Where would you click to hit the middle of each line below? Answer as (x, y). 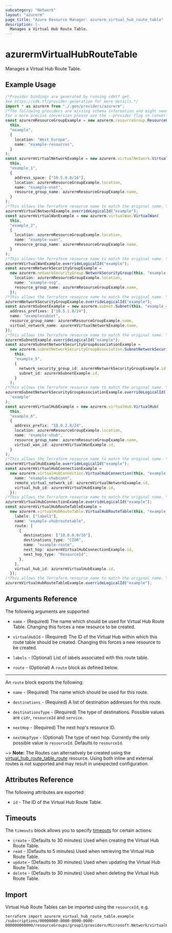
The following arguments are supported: (48, 611)
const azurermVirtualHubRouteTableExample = (53, 507)
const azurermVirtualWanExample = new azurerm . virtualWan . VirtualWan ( (82, 216)
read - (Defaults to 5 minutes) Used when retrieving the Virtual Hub (83, 851)
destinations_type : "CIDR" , (53, 540)
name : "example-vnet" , (39, 187)
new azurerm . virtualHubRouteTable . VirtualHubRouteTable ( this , (78, 511)
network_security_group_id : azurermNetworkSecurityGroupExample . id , (93, 368)
